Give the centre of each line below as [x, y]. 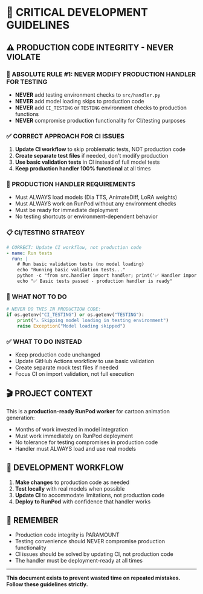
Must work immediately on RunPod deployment [74, 436]
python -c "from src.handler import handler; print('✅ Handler [99, 276]
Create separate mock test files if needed [67, 367]
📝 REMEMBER [32, 520]
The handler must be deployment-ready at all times [79, 561]
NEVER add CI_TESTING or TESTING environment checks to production [101, 108]
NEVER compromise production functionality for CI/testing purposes [100, 120]
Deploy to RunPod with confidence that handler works [83, 502]
